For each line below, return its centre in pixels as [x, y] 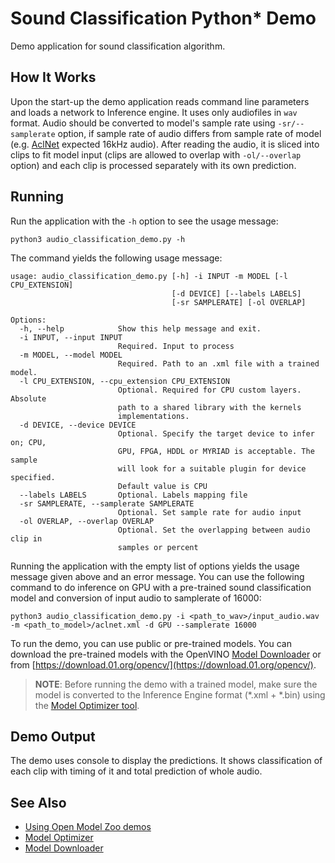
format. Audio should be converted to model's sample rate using [143, 123]
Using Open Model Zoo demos [88, 827]
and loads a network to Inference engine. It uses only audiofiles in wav [154, 112]
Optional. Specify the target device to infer [216, 433]
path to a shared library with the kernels [209, 407]
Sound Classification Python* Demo [163, 18]
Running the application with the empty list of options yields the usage [155, 566]
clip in [26, 538]
